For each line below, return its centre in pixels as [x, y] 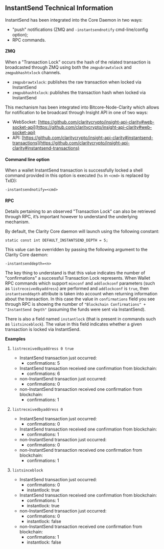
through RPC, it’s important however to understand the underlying [71, 217]
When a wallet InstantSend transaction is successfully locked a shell [74, 170]
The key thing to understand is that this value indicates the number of [75, 273]
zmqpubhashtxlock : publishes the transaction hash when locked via [79, 92]
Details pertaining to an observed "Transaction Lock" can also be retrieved [80, 211]
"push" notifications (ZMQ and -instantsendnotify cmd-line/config [80, 29]
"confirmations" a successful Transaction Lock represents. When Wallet [78, 278]
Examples [15, 339]
